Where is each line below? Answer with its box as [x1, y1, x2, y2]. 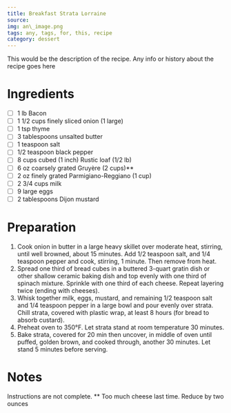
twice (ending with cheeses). [17, 286, 100, 294]
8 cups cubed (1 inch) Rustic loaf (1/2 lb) [17, 156, 132, 164]
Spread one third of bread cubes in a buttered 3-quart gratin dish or [17, 264, 210, 273]
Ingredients [7, 86, 74, 102]
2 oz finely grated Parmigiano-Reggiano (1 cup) [17, 171, 152, 180]
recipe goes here [7, 62, 56, 70]
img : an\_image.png [7, 23, 63, 30]
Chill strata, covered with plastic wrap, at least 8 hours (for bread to [17, 308, 210, 316]
